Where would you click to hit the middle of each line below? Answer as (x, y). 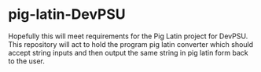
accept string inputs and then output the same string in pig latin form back (129, 52)
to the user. (26, 61)
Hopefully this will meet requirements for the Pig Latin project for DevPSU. (128, 36)
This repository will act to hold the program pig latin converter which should (131, 44)
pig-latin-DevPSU (67, 14)
